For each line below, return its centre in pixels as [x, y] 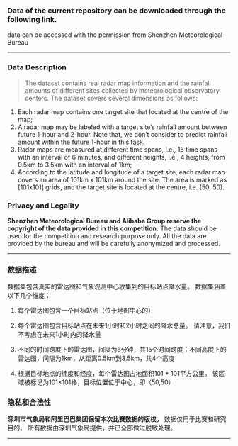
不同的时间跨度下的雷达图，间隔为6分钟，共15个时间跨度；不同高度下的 [122, 350]
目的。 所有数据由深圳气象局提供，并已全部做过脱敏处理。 [92, 428]
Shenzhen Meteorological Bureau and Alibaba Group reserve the [104, 221]
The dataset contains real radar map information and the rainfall [118, 83]
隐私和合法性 [29, 403]
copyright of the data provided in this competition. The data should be [112, 228]
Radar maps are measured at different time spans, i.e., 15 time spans [118, 149]
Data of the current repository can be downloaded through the [117, 11]
